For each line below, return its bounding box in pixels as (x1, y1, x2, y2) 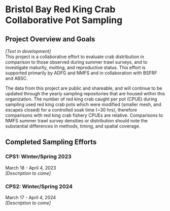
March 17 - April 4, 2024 (5, 194, 56, 200)
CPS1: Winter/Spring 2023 (5, 153, 72, 160)
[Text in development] (5, 48, 51, 54)
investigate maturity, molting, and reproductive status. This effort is (5, 65, 146, 70)
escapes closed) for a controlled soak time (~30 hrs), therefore (5, 107, 137, 113)
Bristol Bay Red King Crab (5, 4, 116, 15)
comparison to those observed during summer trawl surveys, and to (5, 59, 148, 65)
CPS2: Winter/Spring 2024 (5, 182, 73, 190)
